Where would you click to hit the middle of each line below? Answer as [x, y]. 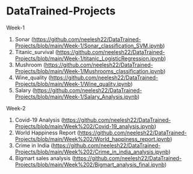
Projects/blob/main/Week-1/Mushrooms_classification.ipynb [89, 71]
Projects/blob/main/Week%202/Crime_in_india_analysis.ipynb [92, 152]
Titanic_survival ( [36, 52]
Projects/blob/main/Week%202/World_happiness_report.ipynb [93, 139]
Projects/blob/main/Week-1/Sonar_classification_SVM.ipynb [89, 46]
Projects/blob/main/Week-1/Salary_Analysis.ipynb [76, 97]
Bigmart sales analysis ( [44, 158]
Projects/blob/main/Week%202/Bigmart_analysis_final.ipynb [90, 164]
